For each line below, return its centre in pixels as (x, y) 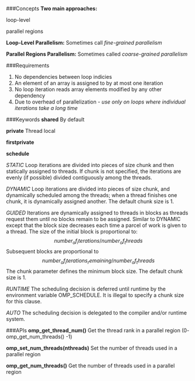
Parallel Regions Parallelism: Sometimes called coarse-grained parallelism (97, 54)
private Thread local (31, 131)
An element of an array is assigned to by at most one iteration (89, 83)
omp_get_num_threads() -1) (39, 336)
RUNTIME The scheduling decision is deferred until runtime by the (86, 289)
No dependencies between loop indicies (63, 77)
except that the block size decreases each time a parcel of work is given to (97, 225)
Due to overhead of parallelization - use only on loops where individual (100, 102)
